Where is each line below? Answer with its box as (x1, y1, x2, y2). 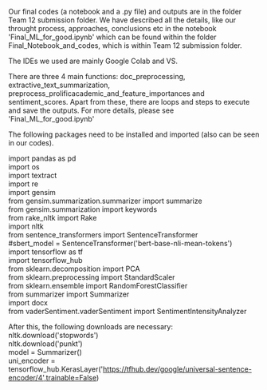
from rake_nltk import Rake (8, 213, 97, 222)
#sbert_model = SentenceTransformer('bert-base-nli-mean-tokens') (8, 239, 233, 248)
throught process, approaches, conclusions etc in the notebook (8, 24, 217, 33)
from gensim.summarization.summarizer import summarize (8, 196, 202, 205)
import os (8, 162, 40, 171)
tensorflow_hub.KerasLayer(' (8, 364, 104, 374)
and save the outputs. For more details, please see (8, 105, 175, 115)
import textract (8, 171, 57, 180)
